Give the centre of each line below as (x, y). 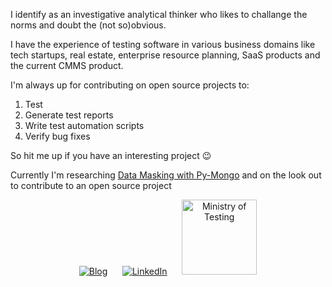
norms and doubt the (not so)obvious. (88, 25)
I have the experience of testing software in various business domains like (163, 44)
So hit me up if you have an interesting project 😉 (111, 155)
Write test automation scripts (84, 125)
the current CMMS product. (67, 65)
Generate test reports (69, 115)
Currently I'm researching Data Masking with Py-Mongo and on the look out (166, 175)
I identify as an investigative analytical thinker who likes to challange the (159, 14)
